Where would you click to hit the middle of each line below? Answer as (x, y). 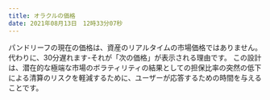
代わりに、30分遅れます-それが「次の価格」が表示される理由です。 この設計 (135, 57)
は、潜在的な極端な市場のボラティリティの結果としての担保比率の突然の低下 (135, 67)
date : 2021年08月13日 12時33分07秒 (66, 23)
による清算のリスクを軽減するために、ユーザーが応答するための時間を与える (135, 77)
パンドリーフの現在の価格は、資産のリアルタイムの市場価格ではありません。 (135, 47)
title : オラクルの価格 (42, 16)
